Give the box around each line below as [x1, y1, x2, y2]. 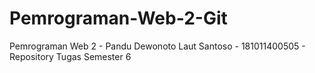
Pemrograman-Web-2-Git [9, 7, 228, 30]
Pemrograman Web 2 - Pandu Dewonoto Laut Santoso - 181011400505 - [9, 40, 306, 52]
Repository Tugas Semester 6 [9, 50, 132, 62]
